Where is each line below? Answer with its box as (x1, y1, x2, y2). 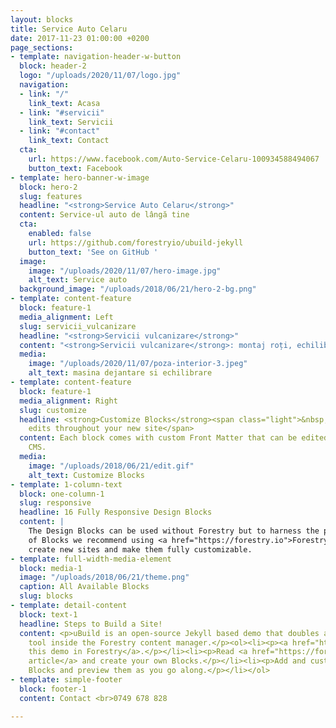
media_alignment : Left (19, 312, 114, 322)
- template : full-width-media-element (10, 554, 172, 564)
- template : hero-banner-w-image (10, 172, 150, 183)
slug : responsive (19, 498, 92, 508)
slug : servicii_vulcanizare (19, 321, 137, 331)
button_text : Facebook (28, 163, 123, 173)
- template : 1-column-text (10, 479, 123, 490)
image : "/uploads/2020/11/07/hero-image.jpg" (28, 266, 222, 276)
